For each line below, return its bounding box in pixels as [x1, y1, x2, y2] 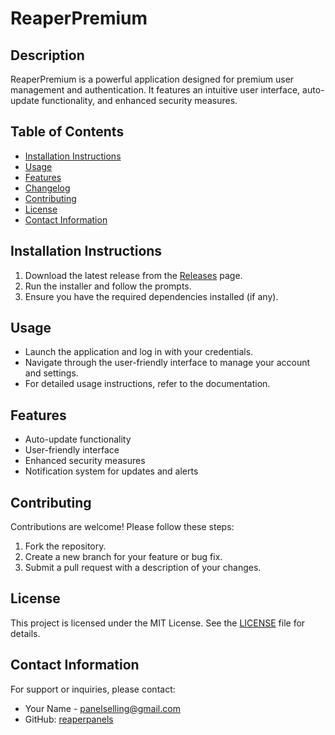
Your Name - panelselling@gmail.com [24, 702, 181, 714]
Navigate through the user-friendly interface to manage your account [24, 357, 311, 369]
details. [10, 627, 41, 639]
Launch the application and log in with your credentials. [24, 346, 254, 358]
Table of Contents [10, 123, 125, 141]
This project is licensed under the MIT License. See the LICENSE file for [10, 617, 306, 629]
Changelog [24, 182, 71, 194]
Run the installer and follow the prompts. [24, 280, 192, 292]
